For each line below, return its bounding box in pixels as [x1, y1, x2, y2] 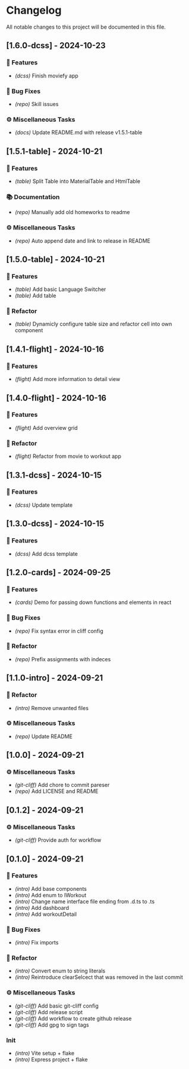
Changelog [6, 4, 62, 17]
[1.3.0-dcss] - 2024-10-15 [6, 519, 105, 529]
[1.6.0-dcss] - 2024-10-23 [6, 41, 106, 51]
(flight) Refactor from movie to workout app [14, 453, 122, 460]
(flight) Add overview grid [14, 424, 78, 431]
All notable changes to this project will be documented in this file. [6, 23, 166, 30]
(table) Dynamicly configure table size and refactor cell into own [14, 320, 172, 328]
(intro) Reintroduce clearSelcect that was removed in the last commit [14, 974, 183, 981]
